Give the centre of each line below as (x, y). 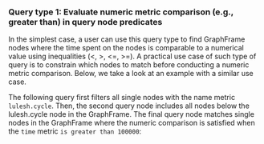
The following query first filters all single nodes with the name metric (122, 98)
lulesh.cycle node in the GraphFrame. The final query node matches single (132, 114)
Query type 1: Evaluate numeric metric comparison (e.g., (121, 12)
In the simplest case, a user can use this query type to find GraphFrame (127, 39)
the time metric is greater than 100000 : (75, 131)
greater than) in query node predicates (85, 22)
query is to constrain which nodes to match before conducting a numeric (129, 65)
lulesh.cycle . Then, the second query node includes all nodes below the (129, 106)
